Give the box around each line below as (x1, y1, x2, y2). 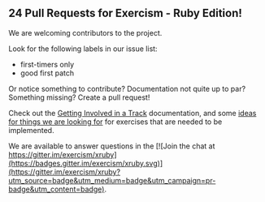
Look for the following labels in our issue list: (8, 44, 158, 54)
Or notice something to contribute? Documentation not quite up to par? (8, 84, 246, 93)
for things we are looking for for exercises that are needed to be (8, 117, 223, 127)
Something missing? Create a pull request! (8, 92, 150, 102)
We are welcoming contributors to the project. (8, 28, 163, 37)
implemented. (8, 125, 54, 135)
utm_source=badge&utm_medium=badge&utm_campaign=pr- (8, 175, 216, 185)
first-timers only (20, 59, 75, 69)
